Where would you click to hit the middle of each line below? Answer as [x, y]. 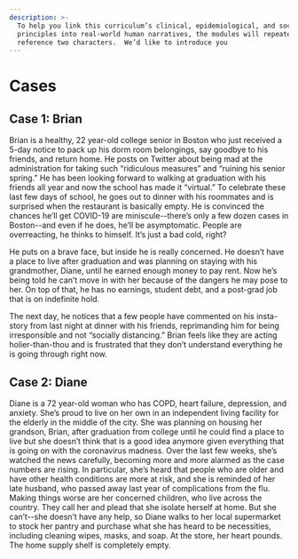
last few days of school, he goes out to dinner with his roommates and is [141, 197]
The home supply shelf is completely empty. [90, 545]
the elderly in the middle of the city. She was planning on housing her [136, 422]
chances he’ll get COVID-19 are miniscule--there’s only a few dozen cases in [149, 216]
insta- [267, 316]
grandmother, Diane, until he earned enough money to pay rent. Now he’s [143, 271]
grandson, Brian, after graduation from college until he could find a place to [147, 432]
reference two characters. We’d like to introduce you [122, 42]
